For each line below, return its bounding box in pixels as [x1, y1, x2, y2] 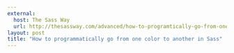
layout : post [7, 29, 45, 36]
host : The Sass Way [13, 17, 70, 23]
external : [7, 10, 36, 17]
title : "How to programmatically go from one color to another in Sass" [7, 36, 223, 43]
